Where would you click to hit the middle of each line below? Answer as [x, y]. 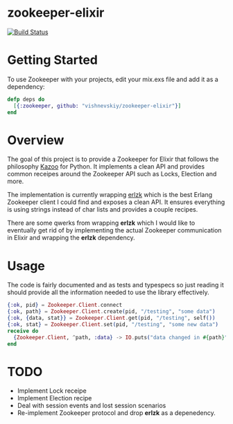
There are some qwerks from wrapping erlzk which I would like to [101, 223]
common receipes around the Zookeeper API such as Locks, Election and [112, 174]
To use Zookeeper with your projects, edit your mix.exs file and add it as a [113, 79]
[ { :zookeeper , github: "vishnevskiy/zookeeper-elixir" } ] [97, 105]
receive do [23, 331]
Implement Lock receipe [52, 391]
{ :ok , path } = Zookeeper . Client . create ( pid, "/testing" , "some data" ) [111, 312]
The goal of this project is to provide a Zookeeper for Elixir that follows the [113, 159]
